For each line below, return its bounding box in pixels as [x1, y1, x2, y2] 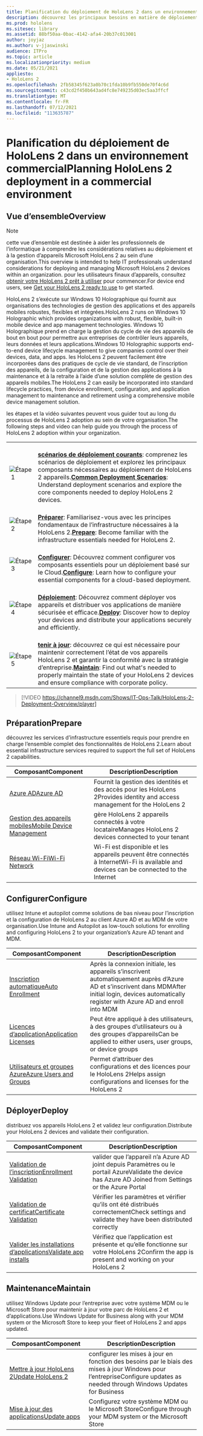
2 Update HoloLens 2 [9, 1372, 68, 1380]
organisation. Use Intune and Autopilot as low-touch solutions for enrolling [6, 922, 190, 929]
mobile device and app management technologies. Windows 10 [6, 321, 164, 329]
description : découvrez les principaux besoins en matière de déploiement [6, 14, 199, 21]
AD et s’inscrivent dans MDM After [89, 982, 187, 991]
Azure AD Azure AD [9, 789, 63, 797]
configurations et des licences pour [89, 1063, 191, 1071]
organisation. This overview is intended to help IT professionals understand [6, 258, 192, 266]
